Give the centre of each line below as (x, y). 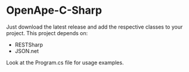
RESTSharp (29, 45)
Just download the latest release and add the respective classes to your (94, 27)
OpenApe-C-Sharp (54, 10)
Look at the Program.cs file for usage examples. (65, 62)
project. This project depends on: (47, 33)
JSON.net (27, 51)
